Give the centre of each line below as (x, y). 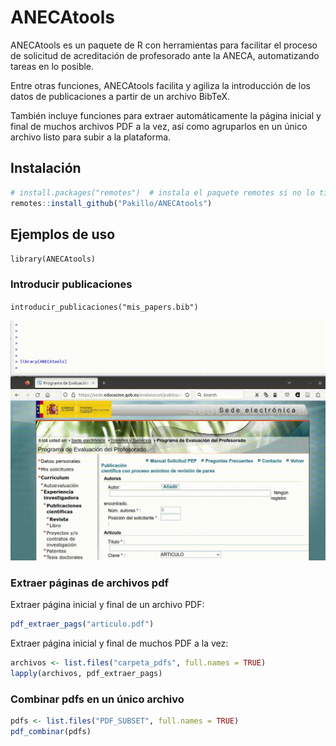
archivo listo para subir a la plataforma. (91, 137)
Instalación (46, 168)
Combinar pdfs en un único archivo (97, 699)
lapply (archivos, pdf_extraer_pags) (86, 674)
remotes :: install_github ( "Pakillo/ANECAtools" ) (111, 203)
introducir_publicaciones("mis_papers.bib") (104, 307)
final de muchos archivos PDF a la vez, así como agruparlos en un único (159, 126)
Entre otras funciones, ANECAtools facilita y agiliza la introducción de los (161, 85)
